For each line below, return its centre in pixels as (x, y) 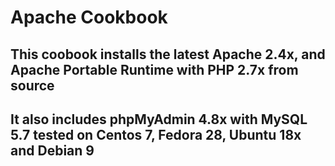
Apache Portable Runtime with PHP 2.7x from (154, 69)
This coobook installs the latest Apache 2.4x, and (168, 54)
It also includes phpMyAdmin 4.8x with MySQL (159, 119)
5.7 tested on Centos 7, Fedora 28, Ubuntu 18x (156, 134)
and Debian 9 (52, 150)
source (32, 85)
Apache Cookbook (89, 17)
